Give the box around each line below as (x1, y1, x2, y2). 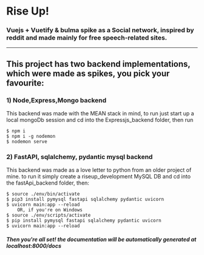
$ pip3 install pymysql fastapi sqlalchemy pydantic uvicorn (6, 196, 165, 203)
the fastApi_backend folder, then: (6, 179, 90, 186)
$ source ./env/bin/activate (6, 191, 80, 197)
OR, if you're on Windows (17, 207, 83, 213)
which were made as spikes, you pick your (6, 68, 170, 78)
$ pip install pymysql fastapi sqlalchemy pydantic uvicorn (6, 217, 162, 224)
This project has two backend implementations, (6, 59, 191, 69)
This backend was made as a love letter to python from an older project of (6, 166, 192, 174)
